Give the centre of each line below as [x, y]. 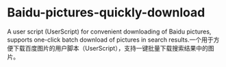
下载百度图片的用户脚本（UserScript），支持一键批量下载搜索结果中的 [111, 48]
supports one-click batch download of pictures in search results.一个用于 [110, 40]
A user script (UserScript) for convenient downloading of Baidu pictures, [109, 31]
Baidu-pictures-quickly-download [106, 13]
